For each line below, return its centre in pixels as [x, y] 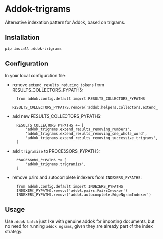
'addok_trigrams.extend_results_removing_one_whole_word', [86, 134]
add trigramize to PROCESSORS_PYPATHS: [56, 151]
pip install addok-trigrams [33, 49]
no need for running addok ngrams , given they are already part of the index [79, 226]
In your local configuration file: [36, 75]
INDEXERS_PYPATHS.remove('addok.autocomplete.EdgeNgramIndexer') [84, 195]
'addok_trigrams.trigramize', [56, 164]
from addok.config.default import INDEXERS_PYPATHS [70, 186]
